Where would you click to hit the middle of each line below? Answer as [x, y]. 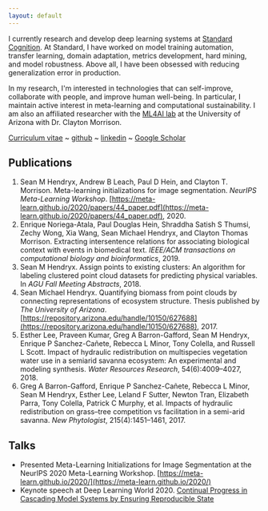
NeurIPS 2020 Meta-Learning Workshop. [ [90, 473]
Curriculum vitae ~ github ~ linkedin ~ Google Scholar [97, 138]
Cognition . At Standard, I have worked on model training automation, [121, 47]
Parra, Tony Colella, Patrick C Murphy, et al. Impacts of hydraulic [126, 403]
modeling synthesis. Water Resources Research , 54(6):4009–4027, [130, 369]
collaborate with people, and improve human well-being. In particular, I [125, 96]
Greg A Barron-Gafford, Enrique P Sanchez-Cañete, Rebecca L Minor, [135, 386]
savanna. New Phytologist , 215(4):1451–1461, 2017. [103, 420]
